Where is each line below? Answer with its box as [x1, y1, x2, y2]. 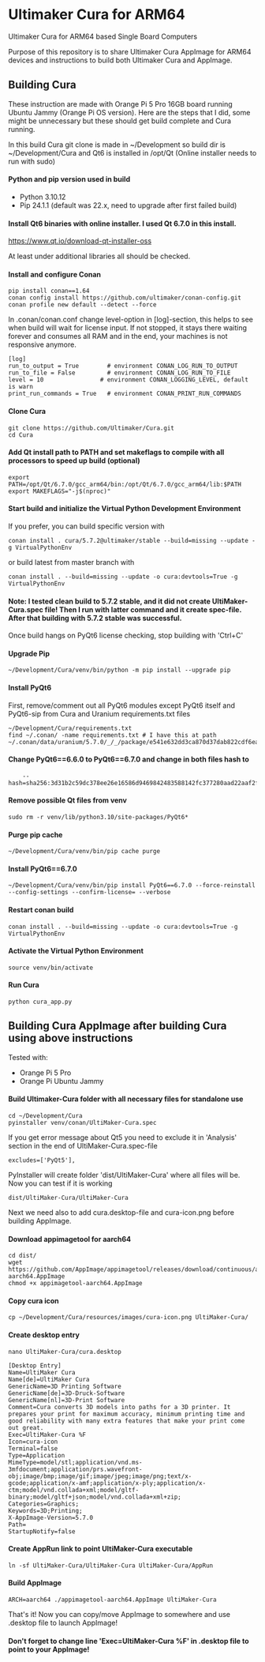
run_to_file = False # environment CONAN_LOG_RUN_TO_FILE [8, 369, 231, 377]
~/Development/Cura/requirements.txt [8, 724, 132, 732]
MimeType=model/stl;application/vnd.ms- [8, 1458, 144, 1466]
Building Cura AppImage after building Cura [8, 1019, 227, 1032]
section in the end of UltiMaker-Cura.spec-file [8, 1141, 158, 1151]
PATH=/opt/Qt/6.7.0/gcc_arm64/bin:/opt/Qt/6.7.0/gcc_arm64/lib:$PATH [8, 480, 242, 488]
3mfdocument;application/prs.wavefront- [8, 1465, 144, 1473]
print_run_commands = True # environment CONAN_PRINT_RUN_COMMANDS [8, 389, 242, 398]
